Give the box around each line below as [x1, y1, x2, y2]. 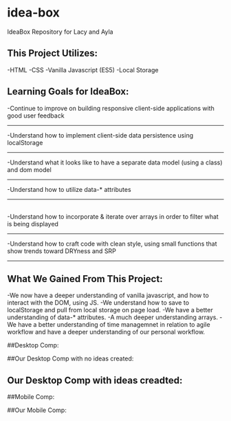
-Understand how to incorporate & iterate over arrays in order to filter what [7, 212, 219, 221]
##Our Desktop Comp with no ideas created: [7, 354, 134, 363]
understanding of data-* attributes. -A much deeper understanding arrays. [7, 313, 219, 321]
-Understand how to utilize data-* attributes [7, 185, 132, 193]
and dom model [7, 165, 52, 173]
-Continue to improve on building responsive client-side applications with [7, 104, 214, 112]
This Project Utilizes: [7, 47, 98, 59]
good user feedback [7, 111, 65, 120]
